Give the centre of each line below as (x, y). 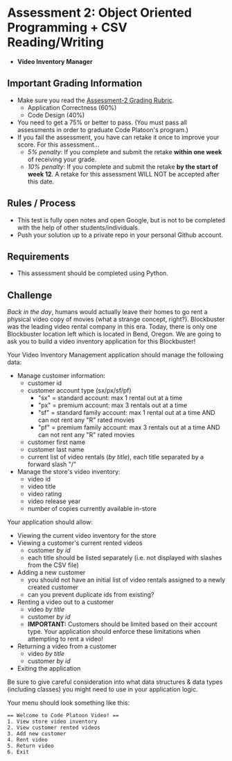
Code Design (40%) (56, 115)
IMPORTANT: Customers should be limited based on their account (122, 624)
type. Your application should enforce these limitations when (114, 632)
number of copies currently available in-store (92, 509)
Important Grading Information (75, 84)
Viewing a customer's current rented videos (80, 543)
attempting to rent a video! (65, 639)
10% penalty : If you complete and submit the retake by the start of (123, 166)
